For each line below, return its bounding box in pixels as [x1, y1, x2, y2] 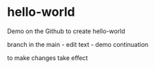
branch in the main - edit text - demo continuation [7, 40, 149, 48]
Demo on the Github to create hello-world [7, 27, 125, 35]
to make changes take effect [7, 53, 88, 62]
